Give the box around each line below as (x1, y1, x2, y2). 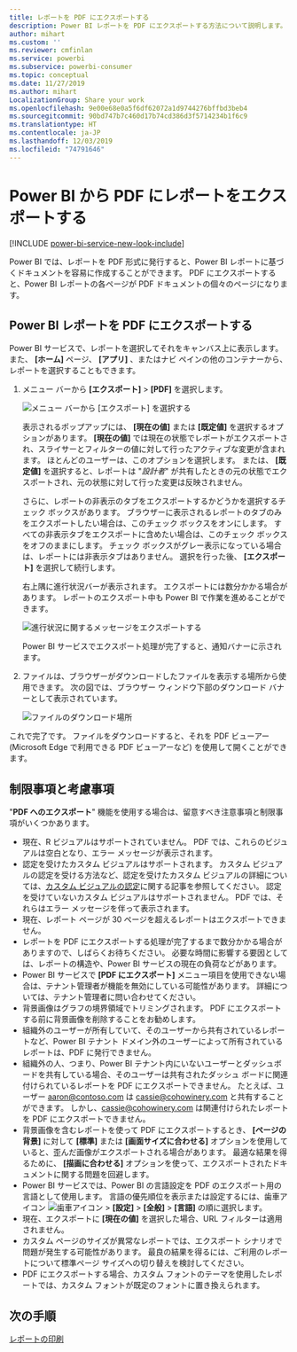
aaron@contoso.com (47, 1091, 124, 1102)
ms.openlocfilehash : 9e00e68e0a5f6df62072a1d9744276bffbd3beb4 (9, 104, 248, 113)
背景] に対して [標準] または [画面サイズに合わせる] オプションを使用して (21, 1136, 288, 1146)
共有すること (237, 1091, 285, 1102)
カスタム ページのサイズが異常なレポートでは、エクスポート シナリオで (21, 1236, 283, 1246)
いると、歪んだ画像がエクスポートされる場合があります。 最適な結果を (21, 1147, 280, 1158)
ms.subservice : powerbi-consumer (9, 63, 133, 72)
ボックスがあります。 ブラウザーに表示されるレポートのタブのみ (47, 507, 282, 518)
